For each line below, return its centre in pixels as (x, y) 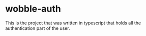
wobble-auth (33, 9)
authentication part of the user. (38, 28)
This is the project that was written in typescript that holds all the (73, 23)
